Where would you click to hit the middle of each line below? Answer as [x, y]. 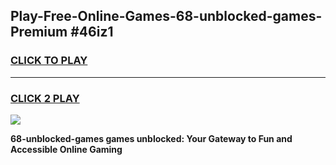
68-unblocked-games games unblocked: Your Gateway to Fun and [151, 138]
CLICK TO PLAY [49, 61]
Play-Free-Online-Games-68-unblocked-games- [166, 16]
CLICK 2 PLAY [45, 98]
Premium [39, 32]
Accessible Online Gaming [66, 149]
